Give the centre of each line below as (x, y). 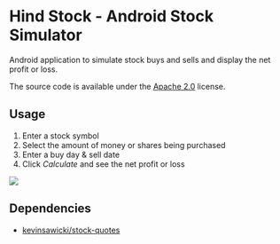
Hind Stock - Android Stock (112, 16)
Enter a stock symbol (60, 136)
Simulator (46, 35)
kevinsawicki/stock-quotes (71, 230)
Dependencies (50, 209)
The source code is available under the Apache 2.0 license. (117, 86)
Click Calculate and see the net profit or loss (103, 164)
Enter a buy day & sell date (71, 154)
